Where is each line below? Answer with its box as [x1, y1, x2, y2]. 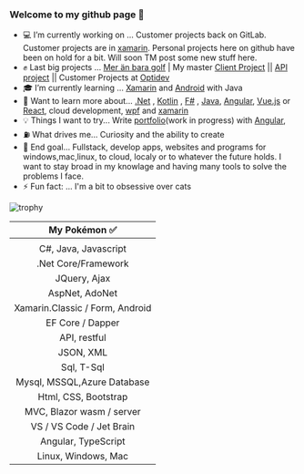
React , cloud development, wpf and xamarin [22, 105, 189, 117]
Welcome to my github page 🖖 [9, 8, 145, 21]
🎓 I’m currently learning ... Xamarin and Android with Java [22, 82, 243, 94]
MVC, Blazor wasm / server [24, 406, 141, 418]
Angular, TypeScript [40, 435, 126, 448]
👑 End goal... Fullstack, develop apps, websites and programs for [22, 141, 267, 153]
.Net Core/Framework [35, 257, 129, 270]
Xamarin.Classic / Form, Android [14, 302, 152, 314]
